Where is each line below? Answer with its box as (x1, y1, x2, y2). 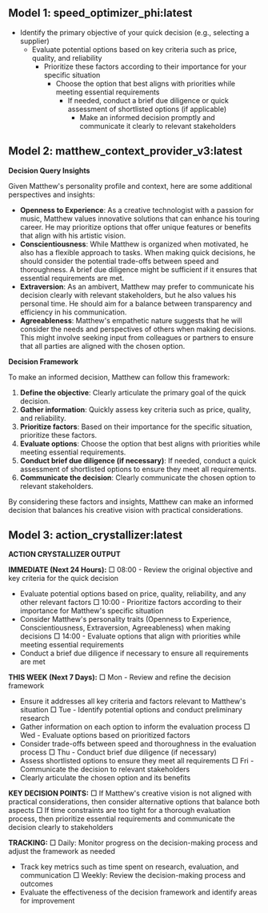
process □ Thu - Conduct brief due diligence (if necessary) (19, 747, 218, 757)
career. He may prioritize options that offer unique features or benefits (19, 222, 252, 231)
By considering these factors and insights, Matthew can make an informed (8, 496, 254, 507)
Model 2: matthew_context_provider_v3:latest (8, 144, 242, 158)
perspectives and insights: (8, 190, 95, 199)
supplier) (19, 36, 50, 46)
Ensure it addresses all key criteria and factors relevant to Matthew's (19, 696, 246, 707)
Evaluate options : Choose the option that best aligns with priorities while (19, 438, 261, 448)
